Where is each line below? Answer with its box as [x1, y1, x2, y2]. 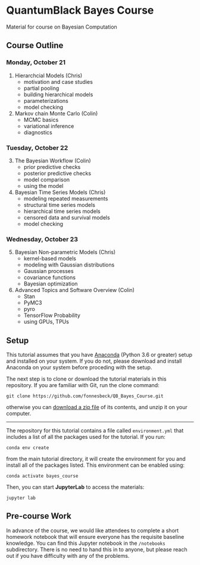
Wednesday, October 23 [6, 235, 79, 243]
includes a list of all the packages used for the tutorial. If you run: [6, 434, 165, 441]
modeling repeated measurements [23, 194, 108, 202]
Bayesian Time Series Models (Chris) [14, 189, 106, 196]
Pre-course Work [6, 511, 71, 521]
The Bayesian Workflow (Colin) [14, 157, 91, 164]
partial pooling [23, 84, 60, 92]
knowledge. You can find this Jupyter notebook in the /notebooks [6, 539, 165, 547]
